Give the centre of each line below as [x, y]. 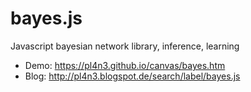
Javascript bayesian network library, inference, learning [125, 46]
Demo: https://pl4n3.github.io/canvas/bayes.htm [125, 65]
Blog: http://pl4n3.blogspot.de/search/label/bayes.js [132, 76]
